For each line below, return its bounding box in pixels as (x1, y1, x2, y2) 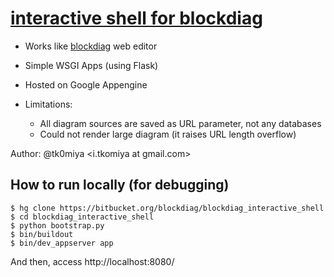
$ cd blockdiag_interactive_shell (10, 212, 155, 222)
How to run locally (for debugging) (10, 177, 230, 194)
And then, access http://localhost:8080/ (10, 255, 175, 267)
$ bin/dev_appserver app (10, 238, 114, 248)
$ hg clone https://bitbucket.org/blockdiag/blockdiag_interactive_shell (10, 203, 325, 213)
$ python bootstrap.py (10, 220, 105, 231)
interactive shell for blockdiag (10, 7, 263, 30)
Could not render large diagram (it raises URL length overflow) (39, 128, 297, 140)
